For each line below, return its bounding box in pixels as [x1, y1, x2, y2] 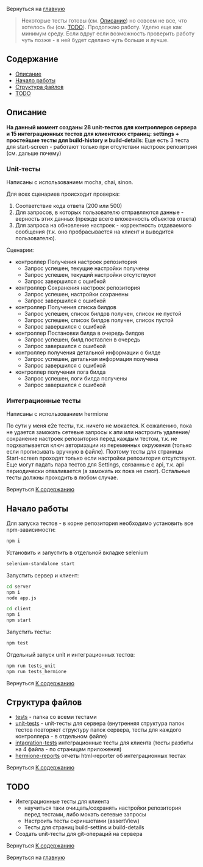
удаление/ [163, 429, 190, 436]
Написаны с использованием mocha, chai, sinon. [6, 178, 134, 185]
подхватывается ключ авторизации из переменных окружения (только [6, 441, 192, 449]
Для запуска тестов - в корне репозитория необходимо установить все [6, 519, 194, 527]
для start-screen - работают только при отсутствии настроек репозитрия [6, 143, 198, 150]
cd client [6, 606, 32, 612]
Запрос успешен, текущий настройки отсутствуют [24, 271, 157, 278]
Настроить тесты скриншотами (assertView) [24, 817, 140, 825]
